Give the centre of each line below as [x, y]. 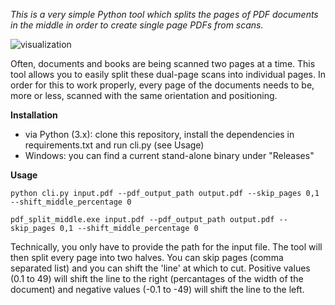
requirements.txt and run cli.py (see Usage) [114, 145]
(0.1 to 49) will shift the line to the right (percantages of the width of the [157, 278]
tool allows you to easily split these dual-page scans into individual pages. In [168, 74]
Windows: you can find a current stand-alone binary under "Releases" [169, 155]
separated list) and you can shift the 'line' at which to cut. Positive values [160, 268]
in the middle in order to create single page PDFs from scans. [137, 25]
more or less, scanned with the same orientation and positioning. [144, 95]
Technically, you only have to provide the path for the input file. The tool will [166, 247]
